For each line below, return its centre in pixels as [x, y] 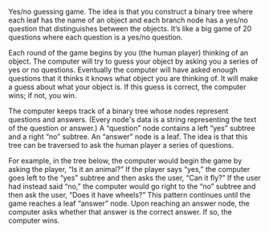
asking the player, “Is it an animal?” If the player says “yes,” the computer [129, 169]
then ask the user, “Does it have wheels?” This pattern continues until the [130, 195]
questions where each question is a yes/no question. [96, 37]
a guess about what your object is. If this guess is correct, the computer [127, 87]
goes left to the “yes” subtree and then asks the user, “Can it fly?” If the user [134, 178]
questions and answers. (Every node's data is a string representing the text [132, 119]
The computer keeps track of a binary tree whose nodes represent [118, 111]
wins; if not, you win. [43, 95]
